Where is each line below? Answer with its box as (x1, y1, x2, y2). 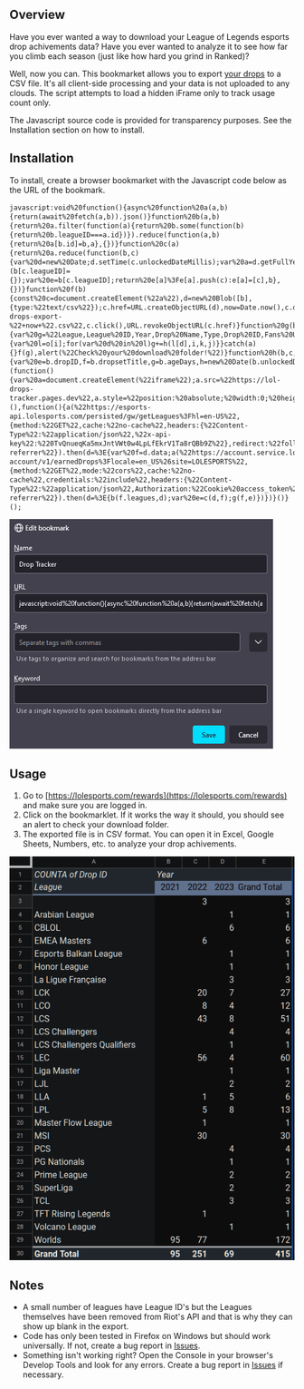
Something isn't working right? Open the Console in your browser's (22, 1350, 274, 1361)
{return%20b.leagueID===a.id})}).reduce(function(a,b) (9, 230, 221, 240)
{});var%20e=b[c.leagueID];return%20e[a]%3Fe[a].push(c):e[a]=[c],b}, (9, 276, 281, 285)
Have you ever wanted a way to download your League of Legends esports (9, 31, 290, 42)
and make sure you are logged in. (22, 800, 147, 811)
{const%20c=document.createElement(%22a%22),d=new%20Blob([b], (9, 294, 253, 303)
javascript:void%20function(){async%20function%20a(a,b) (9, 203, 229, 212)
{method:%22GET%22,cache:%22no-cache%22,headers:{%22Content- (9, 421, 249, 430)
